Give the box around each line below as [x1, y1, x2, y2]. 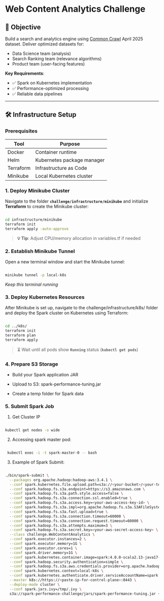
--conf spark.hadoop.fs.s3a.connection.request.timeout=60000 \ [9, 518, 143, 523]
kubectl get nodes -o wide [5, 428, 60, 433]
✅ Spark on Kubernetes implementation [12, 80, 92, 86]
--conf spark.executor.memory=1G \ [9, 541, 82, 546]
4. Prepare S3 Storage [5, 361, 59, 368]
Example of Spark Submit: [12, 459, 65, 465]
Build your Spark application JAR [12, 371, 79, 377]
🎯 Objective [5, 23, 41, 31]
